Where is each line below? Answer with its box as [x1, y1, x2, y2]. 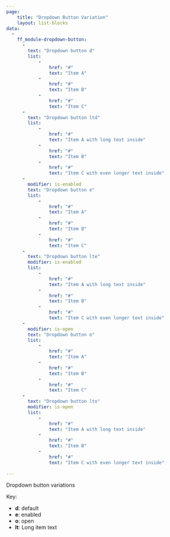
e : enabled [14, 511, 42, 518]
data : [6, 25, 20, 32]
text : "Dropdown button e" [28, 187, 95, 193]
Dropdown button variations [6, 481, 75, 489]
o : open [14, 517, 34, 524]
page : [6, 8, 20, 15]
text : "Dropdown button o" [28, 332, 95, 338]
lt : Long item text [14, 524, 57, 531]
